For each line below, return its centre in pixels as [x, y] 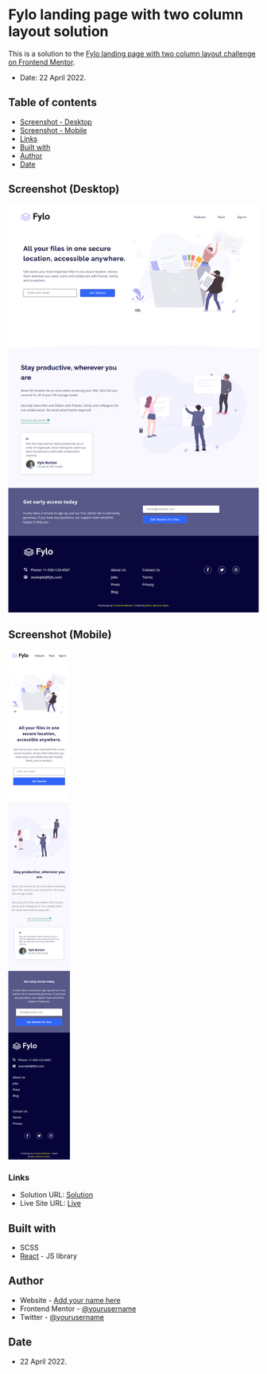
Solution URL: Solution [56, 1195]
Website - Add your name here [70, 1300]
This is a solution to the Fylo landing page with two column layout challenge [132, 53]
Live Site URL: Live [50, 1204]
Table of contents [52, 102]
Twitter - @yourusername [62, 1317]
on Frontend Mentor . [42, 62]
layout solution [58, 31]
